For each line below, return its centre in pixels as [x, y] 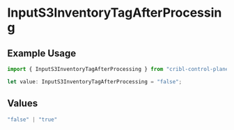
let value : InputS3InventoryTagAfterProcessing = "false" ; [95, 81]
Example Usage [42, 53]
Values [23, 103]
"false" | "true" [32, 120]
